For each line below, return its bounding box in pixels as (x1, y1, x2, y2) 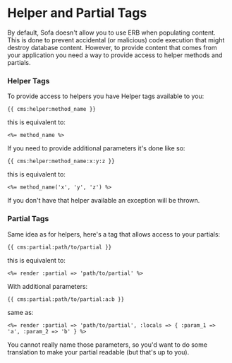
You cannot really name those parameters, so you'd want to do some (7, 340, 208, 349)
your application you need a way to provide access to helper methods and (7, 51, 223, 59)
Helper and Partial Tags (7, 5, 147, 21)
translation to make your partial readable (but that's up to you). (7, 347, 190, 356)
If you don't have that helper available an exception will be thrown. (7, 196, 200, 205)
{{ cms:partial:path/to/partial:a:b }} (7, 295, 125, 303)
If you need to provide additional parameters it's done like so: (7, 144, 185, 153)
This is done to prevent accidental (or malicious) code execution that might (7, 35, 225, 44)
